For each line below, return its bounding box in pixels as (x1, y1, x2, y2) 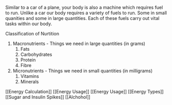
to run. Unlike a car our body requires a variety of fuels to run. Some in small (5, 10, 167, 16)
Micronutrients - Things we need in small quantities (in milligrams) (12, 68, 153, 74)
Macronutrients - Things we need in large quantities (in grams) (12, 40, 145, 47)
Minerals (20, 79, 39, 85)
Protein (20, 57, 36, 63)
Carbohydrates (20, 51, 52, 57)
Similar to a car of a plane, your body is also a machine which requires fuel (5, 5, 163, 10)
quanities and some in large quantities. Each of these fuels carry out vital (5, 15, 160, 21)
